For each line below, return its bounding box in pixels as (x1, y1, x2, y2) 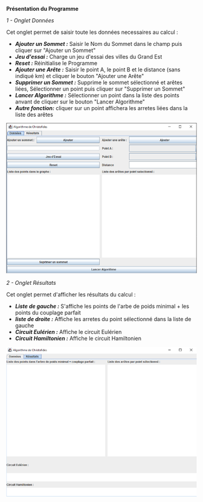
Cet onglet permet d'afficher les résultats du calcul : (6, 290, 136, 298)
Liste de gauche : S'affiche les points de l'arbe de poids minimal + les (14, 302, 189, 310)
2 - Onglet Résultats (6, 279, 56, 286)
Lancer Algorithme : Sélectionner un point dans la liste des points (14, 92, 179, 99)
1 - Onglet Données (6, 17, 54, 24)
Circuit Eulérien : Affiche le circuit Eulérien (14, 328, 122, 335)
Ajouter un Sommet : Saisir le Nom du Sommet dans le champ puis (14, 41, 182, 47)
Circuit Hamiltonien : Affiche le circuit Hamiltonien (14, 334, 142, 342)
